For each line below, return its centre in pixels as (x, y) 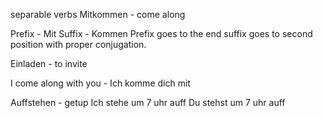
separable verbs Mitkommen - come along (98, 14)
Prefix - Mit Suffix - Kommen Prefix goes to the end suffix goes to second (161, 33)
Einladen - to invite (49, 63)
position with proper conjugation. (78, 44)
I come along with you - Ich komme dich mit (100, 83)
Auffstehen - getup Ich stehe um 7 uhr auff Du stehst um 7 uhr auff (148, 102)
